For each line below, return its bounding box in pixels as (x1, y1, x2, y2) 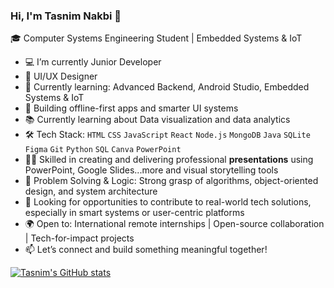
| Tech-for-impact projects (24, 232, 135, 244)
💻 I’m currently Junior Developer (24, 56, 162, 68)
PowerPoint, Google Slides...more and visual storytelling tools (24, 164, 279, 176)
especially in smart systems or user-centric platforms (24, 207, 245, 219)
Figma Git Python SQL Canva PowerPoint (24, 145, 182, 155)
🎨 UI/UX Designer (24, 70, 98, 83)
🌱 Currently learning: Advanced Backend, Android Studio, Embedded (24, 81, 310, 93)
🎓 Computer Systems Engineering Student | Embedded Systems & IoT (10, 32, 303, 44)
